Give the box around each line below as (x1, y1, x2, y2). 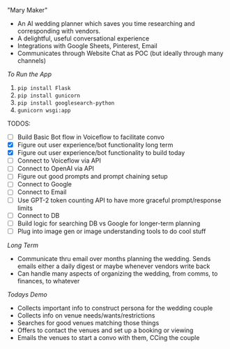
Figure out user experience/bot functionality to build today (17, 149, 185, 157)
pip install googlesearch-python (17, 100, 115, 107)
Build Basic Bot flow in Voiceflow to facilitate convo (17, 133, 165, 141)
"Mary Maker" (7, 6, 48, 14)
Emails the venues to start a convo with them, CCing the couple (17, 333, 200, 341)
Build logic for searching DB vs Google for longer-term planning (17, 219, 201, 228)
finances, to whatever (17, 276, 80, 285)
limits (17, 204, 33, 212)
